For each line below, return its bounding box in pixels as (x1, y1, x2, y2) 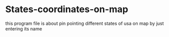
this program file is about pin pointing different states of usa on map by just (5, 20, 164, 26)
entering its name (5, 25, 43, 31)
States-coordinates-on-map (5, 4, 129, 15)
